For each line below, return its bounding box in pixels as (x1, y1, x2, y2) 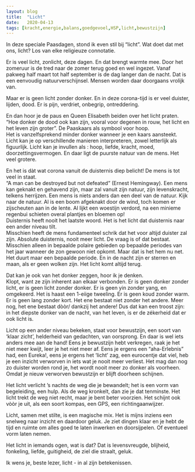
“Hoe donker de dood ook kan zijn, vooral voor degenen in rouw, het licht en (6, 118, 190, 126)
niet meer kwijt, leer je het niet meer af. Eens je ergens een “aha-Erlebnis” (6, 346, 184, 353)
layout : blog (6, 8, 38, 15)
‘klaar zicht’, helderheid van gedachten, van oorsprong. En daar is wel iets (6, 333, 184, 340)
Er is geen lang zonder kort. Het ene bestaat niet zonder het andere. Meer (6, 297, 184, 304)
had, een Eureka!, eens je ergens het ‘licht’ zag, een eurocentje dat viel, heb (6, 352, 189, 359)
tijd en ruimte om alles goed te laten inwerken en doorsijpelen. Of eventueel (6, 424, 188, 431)
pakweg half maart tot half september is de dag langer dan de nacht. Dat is (6, 71, 187, 78)
